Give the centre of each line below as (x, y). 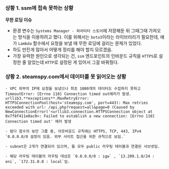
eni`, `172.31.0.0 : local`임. (38, 161)
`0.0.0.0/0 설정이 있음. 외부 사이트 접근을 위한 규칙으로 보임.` (66, 137)
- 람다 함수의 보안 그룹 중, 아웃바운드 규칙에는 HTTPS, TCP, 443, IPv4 (73, 131)
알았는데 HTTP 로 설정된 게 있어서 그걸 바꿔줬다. (73, 62)
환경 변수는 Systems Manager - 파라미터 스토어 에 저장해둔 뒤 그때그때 (80, 31)
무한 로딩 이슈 (18, 20)
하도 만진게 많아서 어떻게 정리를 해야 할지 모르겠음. (62, 50)
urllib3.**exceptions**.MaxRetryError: (47, 98)
